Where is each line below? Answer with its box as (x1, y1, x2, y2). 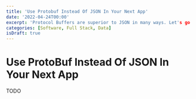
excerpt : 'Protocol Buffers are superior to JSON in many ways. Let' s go (6, 19, 191, 25)
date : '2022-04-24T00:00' (6, 14, 69, 20)
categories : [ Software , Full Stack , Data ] (6, 25, 111, 31)
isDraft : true (6, 30, 41, 36)
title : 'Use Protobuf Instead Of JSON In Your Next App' (6, 8, 148, 15)
